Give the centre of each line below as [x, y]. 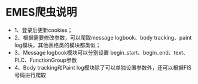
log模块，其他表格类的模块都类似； [57, 45]
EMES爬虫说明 [41, 12]
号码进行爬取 [30, 75]
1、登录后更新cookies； [43, 30]
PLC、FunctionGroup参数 [45, 60]
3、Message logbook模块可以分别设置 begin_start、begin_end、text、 [101, 52]
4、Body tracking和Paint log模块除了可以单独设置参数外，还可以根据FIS [103, 67]
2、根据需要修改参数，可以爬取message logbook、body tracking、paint [103, 37]
